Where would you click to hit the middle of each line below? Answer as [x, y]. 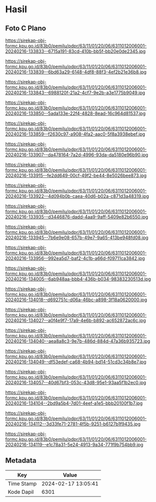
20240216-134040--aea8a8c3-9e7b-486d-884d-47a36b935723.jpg [78, 341]
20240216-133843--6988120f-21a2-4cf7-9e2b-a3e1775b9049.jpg [75, 93]
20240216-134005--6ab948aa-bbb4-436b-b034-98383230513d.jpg [78, 279]
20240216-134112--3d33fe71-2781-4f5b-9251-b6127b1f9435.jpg [73, 424]
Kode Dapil [21, 492]
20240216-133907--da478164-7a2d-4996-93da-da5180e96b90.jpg [77, 155]
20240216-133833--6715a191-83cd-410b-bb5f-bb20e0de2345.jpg [75, 51]
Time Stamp [22, 484]
